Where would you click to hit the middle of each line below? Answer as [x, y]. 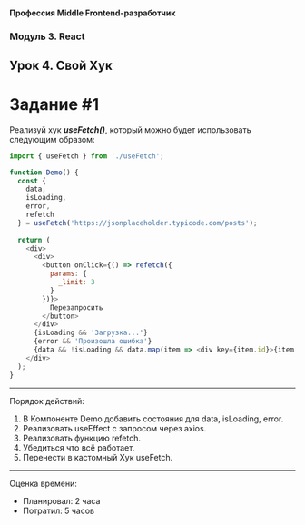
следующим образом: [52, 139]
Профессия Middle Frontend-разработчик [93, 13]
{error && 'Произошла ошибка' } [93, 342]
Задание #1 [54, 105]
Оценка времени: [43, 483]
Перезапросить [76, 307]
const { [32, 181]
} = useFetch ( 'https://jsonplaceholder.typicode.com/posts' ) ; [138, 223]
